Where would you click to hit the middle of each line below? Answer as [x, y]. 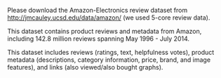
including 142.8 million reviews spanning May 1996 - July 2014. [99, 39]
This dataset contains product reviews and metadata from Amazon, [105, 31]
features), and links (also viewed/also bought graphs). [85, 67]
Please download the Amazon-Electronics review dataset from [98, 10]
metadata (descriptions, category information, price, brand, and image [109, 60]
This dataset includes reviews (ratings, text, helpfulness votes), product [111, 52]
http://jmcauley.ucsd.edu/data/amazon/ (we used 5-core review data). [109, 18]
